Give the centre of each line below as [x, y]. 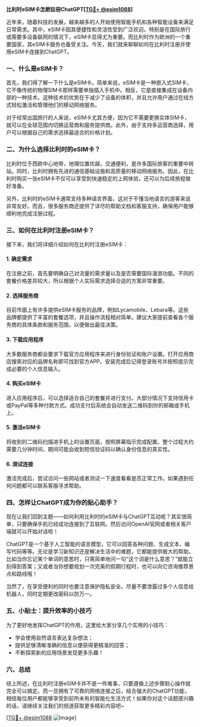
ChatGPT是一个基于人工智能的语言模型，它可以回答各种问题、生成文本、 [96, 544]
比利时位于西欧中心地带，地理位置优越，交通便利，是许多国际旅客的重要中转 [100, 164]
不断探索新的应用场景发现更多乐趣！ [59, 652]
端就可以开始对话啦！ [32, 531]
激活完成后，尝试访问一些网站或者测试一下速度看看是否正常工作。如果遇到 [97, 478]
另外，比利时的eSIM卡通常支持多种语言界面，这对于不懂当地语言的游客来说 [99, 198]
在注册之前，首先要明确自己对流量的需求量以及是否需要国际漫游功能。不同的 [100, 274]
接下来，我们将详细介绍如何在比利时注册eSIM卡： [67, 244]
